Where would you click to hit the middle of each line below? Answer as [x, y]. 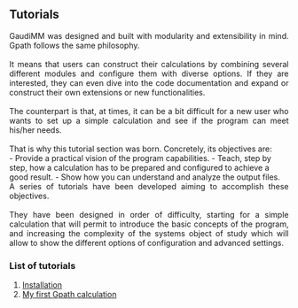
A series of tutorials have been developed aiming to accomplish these [149, 186]
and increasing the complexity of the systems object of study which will [149, 233]
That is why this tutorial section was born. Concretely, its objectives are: [141, 149]
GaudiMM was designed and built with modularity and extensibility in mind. [149, 35]
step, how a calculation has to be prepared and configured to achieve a [139, 167]
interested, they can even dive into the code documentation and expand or [149, 82]
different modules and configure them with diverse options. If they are [149, 73]
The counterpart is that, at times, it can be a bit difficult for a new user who [149, 111]
